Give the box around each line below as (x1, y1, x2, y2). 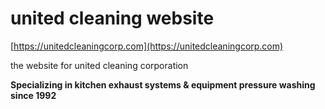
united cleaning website (10, 7, 215, 30)
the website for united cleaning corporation (10, 59, 189, 71)
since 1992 (10, 89, 57, 101)
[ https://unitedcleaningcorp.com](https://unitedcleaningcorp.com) (10, 40, 284, 52)
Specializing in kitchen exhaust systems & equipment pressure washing (10, 78, 316, 91)
